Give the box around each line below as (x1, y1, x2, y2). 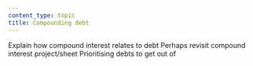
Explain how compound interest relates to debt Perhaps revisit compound (8, 40, 246, 49)
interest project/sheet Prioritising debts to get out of (8, 49, 177, 58)
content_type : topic (8, 11, 76, 20)
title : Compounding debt (8, 19, 90, 27)
